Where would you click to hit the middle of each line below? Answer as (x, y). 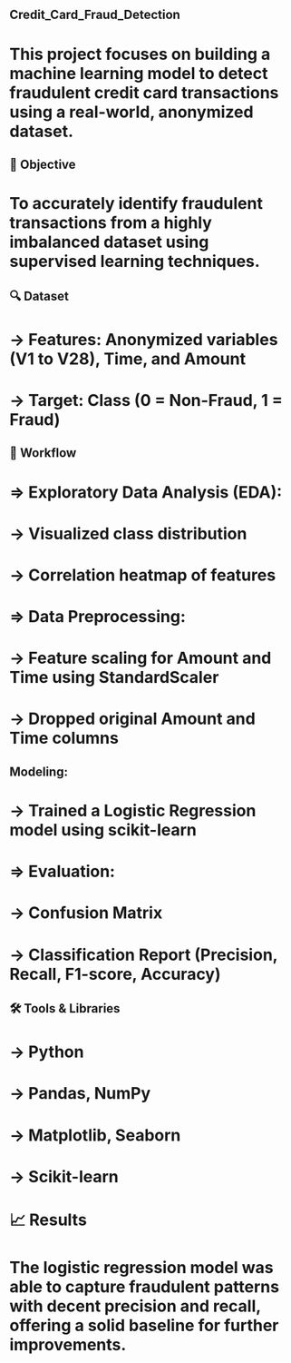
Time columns (64, 738)
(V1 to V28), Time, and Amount (128, 359)
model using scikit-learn (103, 830)
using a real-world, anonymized (131, 112)
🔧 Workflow (43, 453)
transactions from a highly (111, 223)
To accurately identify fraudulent (136, 204)
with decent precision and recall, (135, 1306)
